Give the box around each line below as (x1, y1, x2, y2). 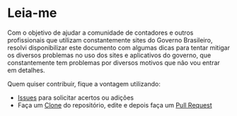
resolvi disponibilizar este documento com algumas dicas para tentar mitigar (7, 43, 231, 52)
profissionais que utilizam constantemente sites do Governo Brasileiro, (7, 35, 213, 44)
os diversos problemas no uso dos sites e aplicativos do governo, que (7, 51, 212, 59)
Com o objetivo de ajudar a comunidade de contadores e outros (7, 28, 194, 37)
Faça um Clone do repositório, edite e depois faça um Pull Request (17, 100, 212, 109)
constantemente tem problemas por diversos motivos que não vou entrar (7, 58, 221, 66)
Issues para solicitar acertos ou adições (17, 93, 134, 102)
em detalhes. (7, 66, 45, 74)
